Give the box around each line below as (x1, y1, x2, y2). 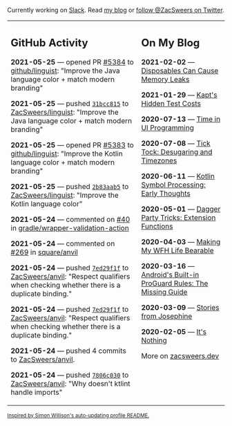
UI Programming (141, 122, 195, 132)
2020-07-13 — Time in (141, 114, 221, 124)
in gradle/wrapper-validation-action (10, 223, 129, 232)
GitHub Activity (10, 36, 88, 49)
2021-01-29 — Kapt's (141, 90, 217, 100)
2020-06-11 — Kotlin (141, 171, 215, 180)
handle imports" (10, 387, 63, 397)
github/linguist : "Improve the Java (10, 66, 121, 75)
